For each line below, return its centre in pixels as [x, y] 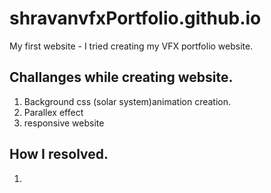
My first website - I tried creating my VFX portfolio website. [131, 46]
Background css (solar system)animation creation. [127, 101]
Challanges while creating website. [121, 77]
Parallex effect [53, 112]
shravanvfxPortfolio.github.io [135, 18]
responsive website [64, 123]
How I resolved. [59, 154]
